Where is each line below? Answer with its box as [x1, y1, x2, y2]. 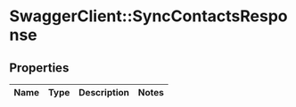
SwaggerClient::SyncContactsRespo [9, 6, 288, 27]
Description [78, 87, 129, 98]
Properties [9, 60, 70, 75]
